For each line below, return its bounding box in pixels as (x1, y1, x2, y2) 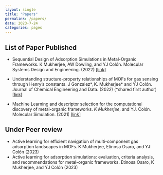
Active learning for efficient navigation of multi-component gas (12, 138, 139, 144)
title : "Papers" (5, 12, 38, 17)
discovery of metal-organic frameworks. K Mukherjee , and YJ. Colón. (12, 106, 151, 112)
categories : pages (5, 25, 42, 30)
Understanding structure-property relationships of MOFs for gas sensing (12, 76, 158, 82)
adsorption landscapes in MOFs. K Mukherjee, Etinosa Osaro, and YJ (12, 143, 151, 149)
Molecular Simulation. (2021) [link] (12, 111, 81, 117)
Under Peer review (5, 125, 63, 134)
